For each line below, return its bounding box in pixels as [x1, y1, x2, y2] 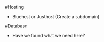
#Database [5, 23, 27, 29]
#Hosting [5, 4, 24, 10]
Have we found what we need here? [12, 33, 85, 38]
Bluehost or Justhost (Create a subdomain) [12, 14, 100, 19]
